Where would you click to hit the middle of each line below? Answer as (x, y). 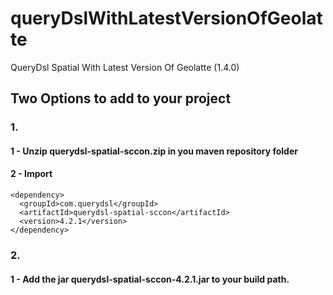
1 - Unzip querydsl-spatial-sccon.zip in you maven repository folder (154, 151)
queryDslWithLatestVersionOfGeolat (166, 18)
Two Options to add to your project (121, 98)
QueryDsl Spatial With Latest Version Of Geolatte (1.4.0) (125, 67)
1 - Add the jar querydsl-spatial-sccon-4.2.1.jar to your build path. (150, 279)
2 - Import (31, 174)
